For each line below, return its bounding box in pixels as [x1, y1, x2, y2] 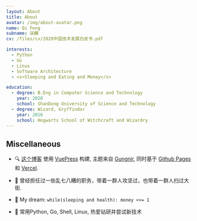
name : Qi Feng [6, 25, 41, 31]
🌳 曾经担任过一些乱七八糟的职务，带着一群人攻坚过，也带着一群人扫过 [14, 177, 184, 184]
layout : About [6, 8, 41, 15]
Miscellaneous [6, 139, 61, 149]
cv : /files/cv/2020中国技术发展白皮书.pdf [6, 36, 104, 42]
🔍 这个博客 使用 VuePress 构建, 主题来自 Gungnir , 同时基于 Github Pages [14, 155, 191, 162]
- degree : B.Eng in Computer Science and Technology [11, 90, 143, 96]
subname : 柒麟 [6, 31, 39, 36]
